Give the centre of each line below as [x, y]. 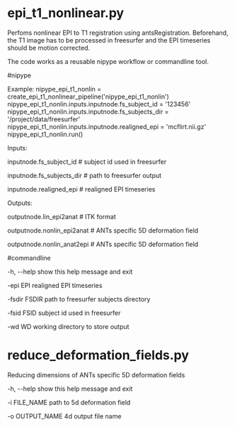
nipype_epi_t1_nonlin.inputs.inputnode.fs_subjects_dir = [88, 111]
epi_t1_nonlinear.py [66, 13]
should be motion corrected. [49, 48]
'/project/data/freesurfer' [44, 119]
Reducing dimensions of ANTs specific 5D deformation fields [96, 375]
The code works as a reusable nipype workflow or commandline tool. [108, 61]
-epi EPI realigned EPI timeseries [55, 285]
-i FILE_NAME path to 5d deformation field [69, 402]
